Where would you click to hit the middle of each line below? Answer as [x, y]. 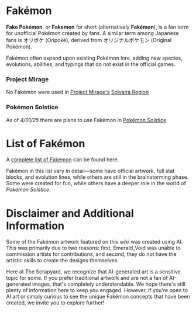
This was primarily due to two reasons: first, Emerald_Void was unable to [94, 248]
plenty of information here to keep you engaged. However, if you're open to [97, 290]
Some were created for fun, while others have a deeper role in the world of [96, 183]
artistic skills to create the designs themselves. [62, 261]
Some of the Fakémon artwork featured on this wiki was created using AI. [94, 242]
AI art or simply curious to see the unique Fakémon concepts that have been [98, 297]
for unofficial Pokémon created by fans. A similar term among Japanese [93, 33]
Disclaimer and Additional [70, 213]
